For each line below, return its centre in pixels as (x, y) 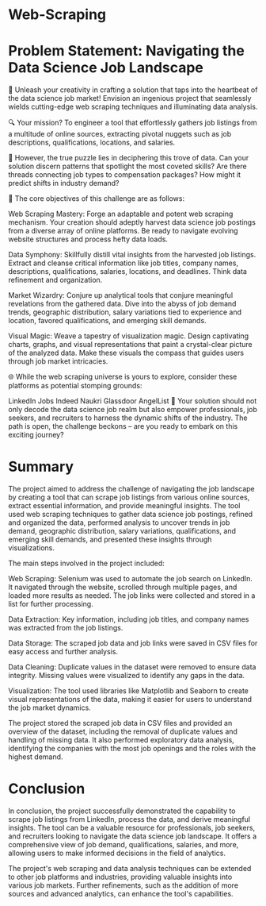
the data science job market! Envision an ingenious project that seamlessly (130, 98)
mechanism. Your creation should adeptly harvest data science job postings (132, 222)
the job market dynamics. (49, 707)
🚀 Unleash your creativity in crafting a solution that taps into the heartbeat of (133, 90)
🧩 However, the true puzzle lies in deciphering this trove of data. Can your (129, 158)
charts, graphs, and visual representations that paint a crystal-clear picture (131, 345)
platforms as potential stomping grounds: (75, 386)
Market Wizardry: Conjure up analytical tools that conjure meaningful (121, 295)
